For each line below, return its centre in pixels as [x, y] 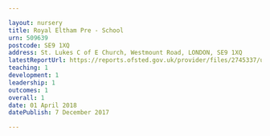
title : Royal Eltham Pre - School [66, 30]
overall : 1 [27, 97]
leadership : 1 [32, 82]
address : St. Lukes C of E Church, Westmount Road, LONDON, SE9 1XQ [125, 53]
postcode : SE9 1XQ [39, 45]
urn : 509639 [28, 38]
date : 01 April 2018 [43, 105]
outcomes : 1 [28, 90]
